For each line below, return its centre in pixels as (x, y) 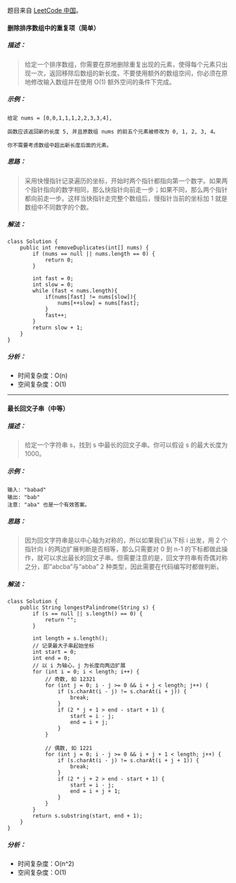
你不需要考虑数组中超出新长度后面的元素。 (60, 145)
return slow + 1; (58, 328)
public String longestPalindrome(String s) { (88, 607)
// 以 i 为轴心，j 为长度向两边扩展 (79, 665)
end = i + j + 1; (95, 791)
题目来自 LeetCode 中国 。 (45, 10)
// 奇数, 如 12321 (70, 679)
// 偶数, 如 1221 (68, 748)
